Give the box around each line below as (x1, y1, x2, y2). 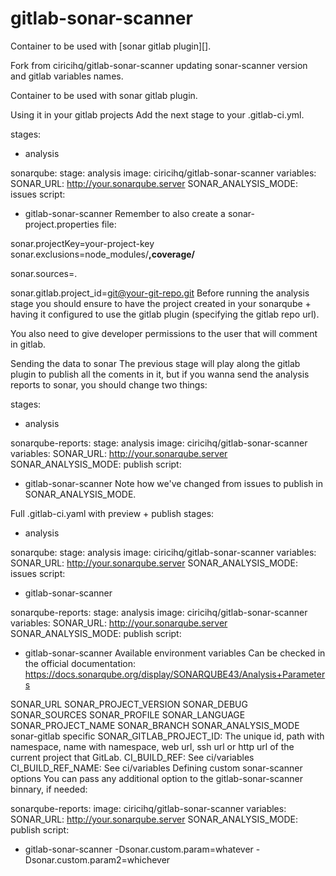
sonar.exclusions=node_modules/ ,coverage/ (10, 248, 196, 260)
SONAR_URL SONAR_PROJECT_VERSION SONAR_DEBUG (10, 698, 248, 710)
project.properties (24, 218, 100, 230)
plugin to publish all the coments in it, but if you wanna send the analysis (10, 368, 310, 380)
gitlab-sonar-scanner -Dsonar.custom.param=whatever (24, 843, 254, 855)
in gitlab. (10, 338, 47, 350)
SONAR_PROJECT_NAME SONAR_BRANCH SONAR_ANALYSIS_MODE (10, 719, 300, 731)
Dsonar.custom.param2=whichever (24, 853, 171, 866)
